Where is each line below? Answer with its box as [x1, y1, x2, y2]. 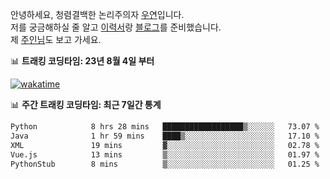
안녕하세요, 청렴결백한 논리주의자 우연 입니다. [10, 9, 185, 20]
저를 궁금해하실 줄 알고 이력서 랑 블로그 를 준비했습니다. [10, 21, 222, 33]
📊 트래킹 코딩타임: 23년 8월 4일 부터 [10, 55, 155, 67]
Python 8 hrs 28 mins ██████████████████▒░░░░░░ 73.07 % [10, 122, 320, 132]
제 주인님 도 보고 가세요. [10, 34, 102, 45]
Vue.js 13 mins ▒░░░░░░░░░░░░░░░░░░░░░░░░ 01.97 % [10, 149, 320, 160]
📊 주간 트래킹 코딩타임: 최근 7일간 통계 [10, 99, 162, 110]
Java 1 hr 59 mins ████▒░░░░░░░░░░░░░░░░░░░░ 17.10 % [10, 131, 320, 141]
